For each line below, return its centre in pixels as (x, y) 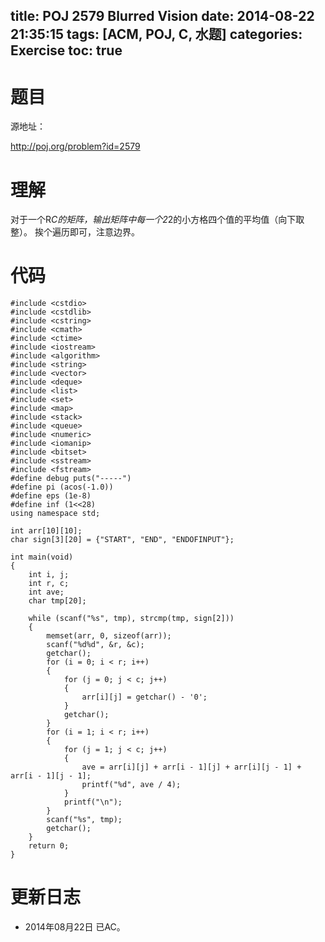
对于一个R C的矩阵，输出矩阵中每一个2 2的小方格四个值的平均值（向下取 (157, 220)
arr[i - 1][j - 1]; (51, 776)
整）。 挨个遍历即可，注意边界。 (75, 232)
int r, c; (49, 584)
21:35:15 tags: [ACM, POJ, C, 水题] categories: (156, 34)
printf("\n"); (93, 802)
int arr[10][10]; (46, 531)
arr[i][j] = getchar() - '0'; (144, 697)
